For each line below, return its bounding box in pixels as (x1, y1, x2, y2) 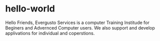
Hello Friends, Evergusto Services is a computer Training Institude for (5, 19, 150, 25)
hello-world (5, 3, 56, 14)
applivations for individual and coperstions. (5, 30, 95, 36)
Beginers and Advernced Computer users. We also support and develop (5, 24, 155, 30)
